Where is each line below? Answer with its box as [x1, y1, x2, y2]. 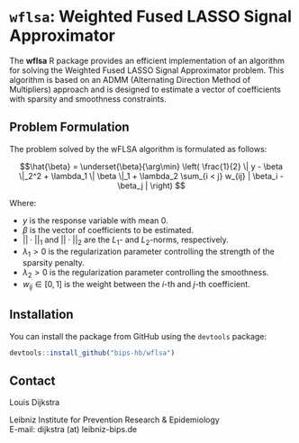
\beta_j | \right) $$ [116, 180, 186, 191]
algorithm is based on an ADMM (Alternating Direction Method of [9, 74, 250, 85]
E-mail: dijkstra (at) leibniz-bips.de [9, 424, 138, 435]
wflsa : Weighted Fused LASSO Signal [9, 6, 293, 27]
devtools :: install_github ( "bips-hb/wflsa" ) [9, 348, 176, 357]
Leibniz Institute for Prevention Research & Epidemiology [9, 414, 221, 425]
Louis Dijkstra [9, 397, 60, 408]
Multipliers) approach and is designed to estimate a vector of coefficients [9, 84, 282, 95]
